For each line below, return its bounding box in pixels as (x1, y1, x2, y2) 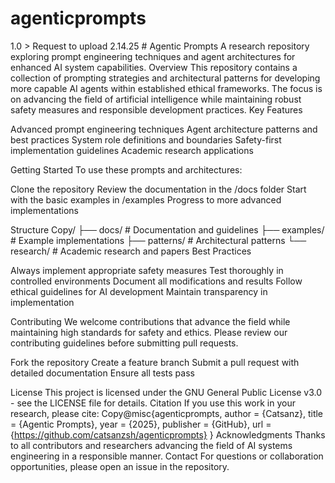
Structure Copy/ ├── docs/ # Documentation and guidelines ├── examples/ (10, 223, 325, 236)
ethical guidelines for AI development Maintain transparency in (10, 285, 268, 297)
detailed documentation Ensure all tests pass (10, 367, 195, 379)
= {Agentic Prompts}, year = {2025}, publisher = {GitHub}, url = (10, 418, 272, 430)
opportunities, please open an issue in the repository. (10, 460, 230, 472)
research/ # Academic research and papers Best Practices (10, 245, 252, 257)
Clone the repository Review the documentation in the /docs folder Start (10, 183, 307, 195)
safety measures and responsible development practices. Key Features (10, 103, 303, 116)
